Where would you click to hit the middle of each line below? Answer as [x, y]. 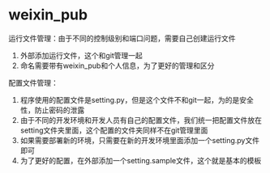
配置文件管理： [33, 82]
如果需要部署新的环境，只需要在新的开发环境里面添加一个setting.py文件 [139, 140]
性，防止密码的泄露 [52, 110]
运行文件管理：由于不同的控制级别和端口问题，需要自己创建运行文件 [122, 38]
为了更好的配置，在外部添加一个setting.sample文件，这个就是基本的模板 [141, 160]
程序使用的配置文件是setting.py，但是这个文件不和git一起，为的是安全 [137, 99]
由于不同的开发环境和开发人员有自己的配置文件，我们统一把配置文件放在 [141, 120]
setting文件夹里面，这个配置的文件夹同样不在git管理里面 [114, 130]
